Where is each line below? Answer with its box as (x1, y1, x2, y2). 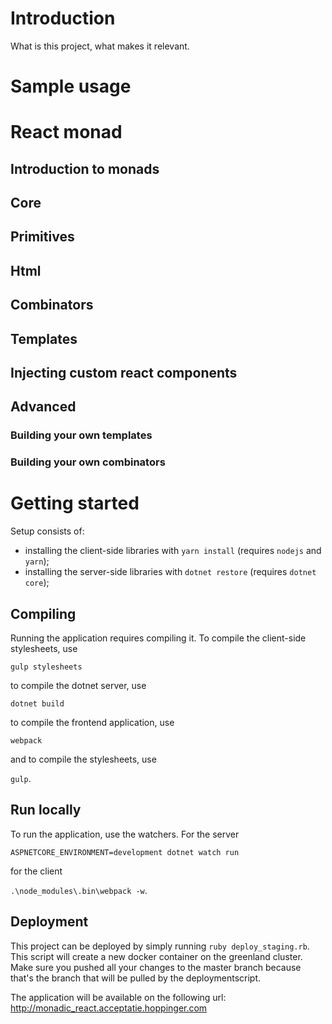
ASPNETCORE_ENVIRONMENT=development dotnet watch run (10, 847, 240, 857)
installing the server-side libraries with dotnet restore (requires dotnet (24, 566, 317, 578)
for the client (10, 865, 63, 877)
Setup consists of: (10, 525, 85, 537)
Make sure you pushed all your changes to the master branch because (10, 961, 302, 973)
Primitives (10, 228, 75, 246)
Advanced (10, 398, 77, 416)
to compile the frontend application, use (10, 717, 175, 729)
